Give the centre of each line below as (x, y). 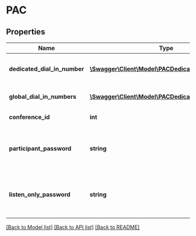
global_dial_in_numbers (43, 97)
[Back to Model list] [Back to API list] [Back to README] (73, 227)
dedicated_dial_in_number (47, 69)
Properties (26, 32)
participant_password (40, 148)
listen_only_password (40, 195)
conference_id (29, 117)
